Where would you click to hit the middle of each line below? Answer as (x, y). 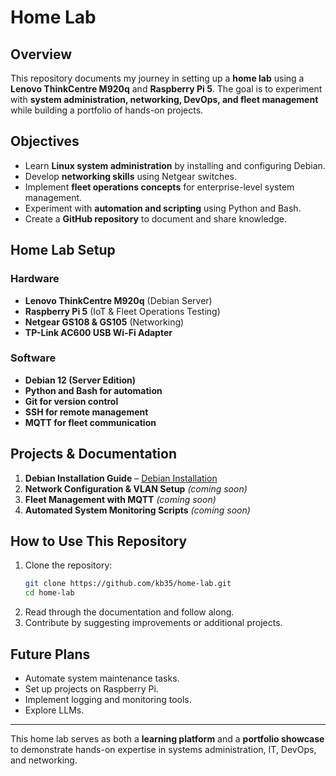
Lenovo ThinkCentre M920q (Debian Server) (118, 300)
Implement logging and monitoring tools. (108, 699)
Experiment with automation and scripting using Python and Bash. (163, 208)
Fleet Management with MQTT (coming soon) (120, 499)
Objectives (45, 141)
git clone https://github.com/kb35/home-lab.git (128, 584)
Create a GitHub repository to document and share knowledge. (155, 218)
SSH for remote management (86, 412)
